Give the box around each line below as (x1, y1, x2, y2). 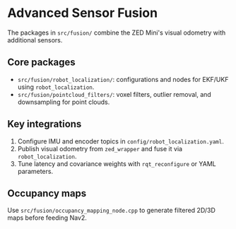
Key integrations (7, 118, 82, 130)
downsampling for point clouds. (17, 98, 110, 106)
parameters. (17, 167, 54, 175)
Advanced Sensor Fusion (7, 5, 158, 21)
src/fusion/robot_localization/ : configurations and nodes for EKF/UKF (17, 75, 229, 83)
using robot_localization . (17, 83, 95, 91)
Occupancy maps (7, 187, 87, 199)
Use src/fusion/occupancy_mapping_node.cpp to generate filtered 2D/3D (7, 206, 216, 215)
